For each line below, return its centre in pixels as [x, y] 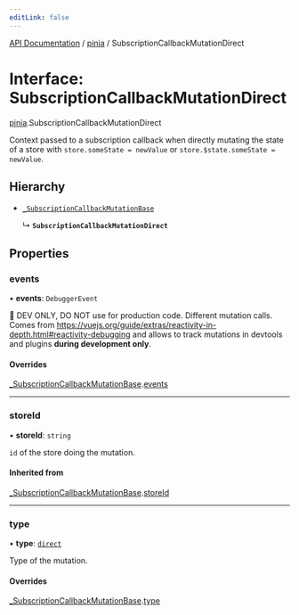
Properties [39, 254]
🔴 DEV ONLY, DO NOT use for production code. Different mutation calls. [141, 316]
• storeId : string [40, 435]
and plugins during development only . [81, 344]
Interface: [47, 79]
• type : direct [36, 544]
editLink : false [39, 17]
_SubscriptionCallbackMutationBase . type [85, 601]
